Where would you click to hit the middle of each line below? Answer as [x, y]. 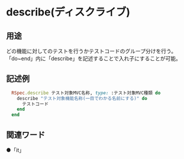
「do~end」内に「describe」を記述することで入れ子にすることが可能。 [94, 59]
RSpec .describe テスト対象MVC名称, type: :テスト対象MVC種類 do [86, 93]
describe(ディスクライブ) [68, 12]
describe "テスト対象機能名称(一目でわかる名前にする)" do [82, 98]
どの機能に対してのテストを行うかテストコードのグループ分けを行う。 [91, 51]
